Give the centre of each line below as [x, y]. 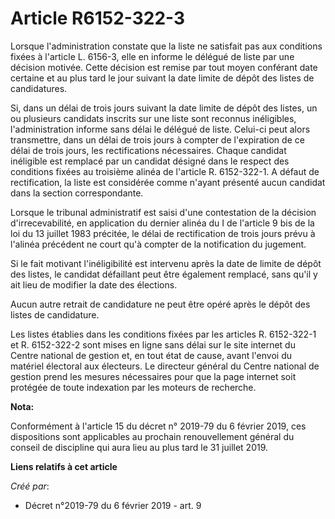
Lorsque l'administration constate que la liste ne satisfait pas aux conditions [166, 46]
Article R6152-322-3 [98, 18]
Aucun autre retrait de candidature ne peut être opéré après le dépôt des [160, 304]
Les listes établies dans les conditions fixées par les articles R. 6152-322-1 [163, 334]
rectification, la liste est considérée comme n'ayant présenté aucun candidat [168, 182]
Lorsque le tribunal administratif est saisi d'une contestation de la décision [163, 212]
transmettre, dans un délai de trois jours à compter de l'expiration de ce [157, 139]
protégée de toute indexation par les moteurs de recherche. [133, 387]
